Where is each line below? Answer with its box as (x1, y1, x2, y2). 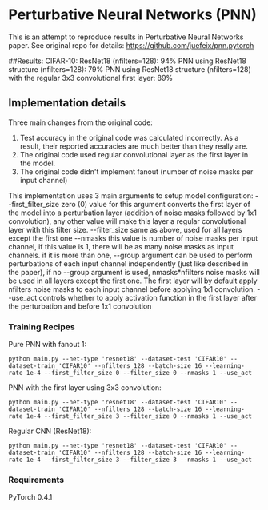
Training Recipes (8, 321, 75, 333)
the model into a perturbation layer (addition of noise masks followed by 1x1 (8, 208, 258, 217)
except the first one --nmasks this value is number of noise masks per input (8, 233, 258, 243)
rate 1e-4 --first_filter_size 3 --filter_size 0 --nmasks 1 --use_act (8, 412, 252, 420)
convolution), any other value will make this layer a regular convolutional (8, 216, 246, 225)
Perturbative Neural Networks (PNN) (8, 6, 258, 24)
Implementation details (8, 96, 126, 110)
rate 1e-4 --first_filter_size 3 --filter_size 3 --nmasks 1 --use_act (8, 456, 252, 464)
